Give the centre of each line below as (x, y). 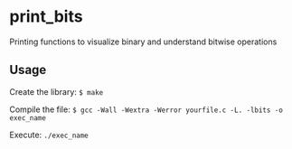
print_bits (46, 17)
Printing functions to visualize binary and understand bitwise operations (143, 42)
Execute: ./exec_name (49, 135)
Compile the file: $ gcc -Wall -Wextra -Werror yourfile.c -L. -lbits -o (146, 109)
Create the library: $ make (57, 91)
